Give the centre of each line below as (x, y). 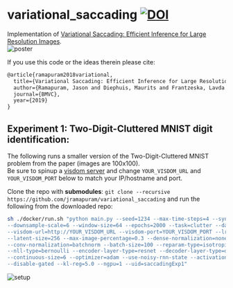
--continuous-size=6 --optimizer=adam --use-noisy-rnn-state (97, 258)
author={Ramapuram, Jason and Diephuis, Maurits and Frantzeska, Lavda (119, 88)
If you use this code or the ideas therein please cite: (81, 62)
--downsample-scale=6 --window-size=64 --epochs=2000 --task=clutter (110, 225)
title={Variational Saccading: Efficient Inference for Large (105, 81)
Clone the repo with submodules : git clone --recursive (89, 191)
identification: (38, 139)
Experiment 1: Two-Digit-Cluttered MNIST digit (110, 128)
